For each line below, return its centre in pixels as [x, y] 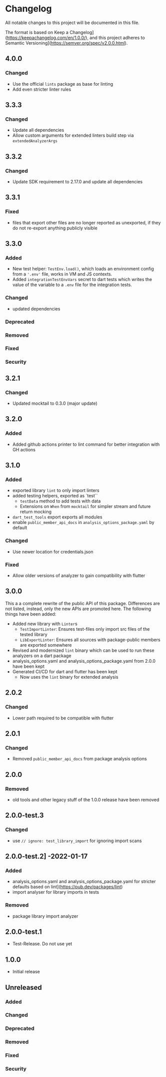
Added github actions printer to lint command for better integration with [86, 444]
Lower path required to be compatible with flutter [63, 718]
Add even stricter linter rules [42, 89]
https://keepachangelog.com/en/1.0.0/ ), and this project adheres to [76, 38]
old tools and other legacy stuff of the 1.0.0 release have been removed [86, 799]
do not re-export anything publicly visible [55, 228]
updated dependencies [36, 309]
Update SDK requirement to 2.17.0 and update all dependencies [77, 182]
